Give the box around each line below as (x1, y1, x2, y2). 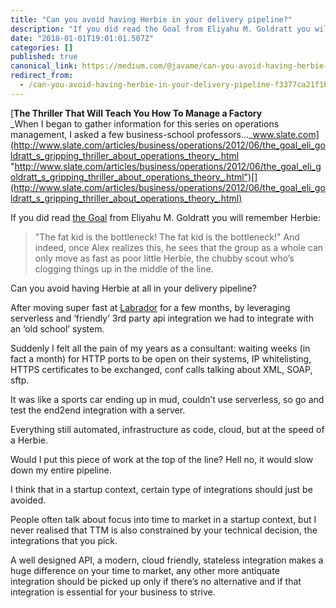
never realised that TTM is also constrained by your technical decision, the (10, 524, 318, 536)
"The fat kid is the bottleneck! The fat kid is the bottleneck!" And (34, 231, 300, 243)
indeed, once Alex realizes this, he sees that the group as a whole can (34, 241, 324, 253)
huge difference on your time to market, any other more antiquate (10, 564, 280, 576)
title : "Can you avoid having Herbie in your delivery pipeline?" (10, 14, 293, 25)
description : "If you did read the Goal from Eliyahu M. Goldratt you (10, 24, 311, 34)
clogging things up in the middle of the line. (34, 262, 214, 275)
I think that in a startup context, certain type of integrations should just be (10, 483, 313, 495)
